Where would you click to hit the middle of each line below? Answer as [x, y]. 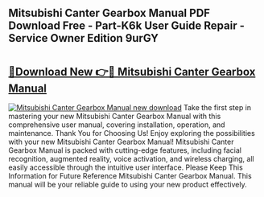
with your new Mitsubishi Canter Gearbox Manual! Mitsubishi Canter [121, 142]
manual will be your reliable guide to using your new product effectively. [128, 185]
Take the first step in [218, 107]
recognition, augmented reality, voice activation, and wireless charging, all [132, 159]
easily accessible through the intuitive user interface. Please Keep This [126, 167]
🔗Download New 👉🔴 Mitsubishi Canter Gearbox [132, 72]
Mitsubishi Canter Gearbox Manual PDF [109, 13]
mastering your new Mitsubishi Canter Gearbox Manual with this [115, 116]
